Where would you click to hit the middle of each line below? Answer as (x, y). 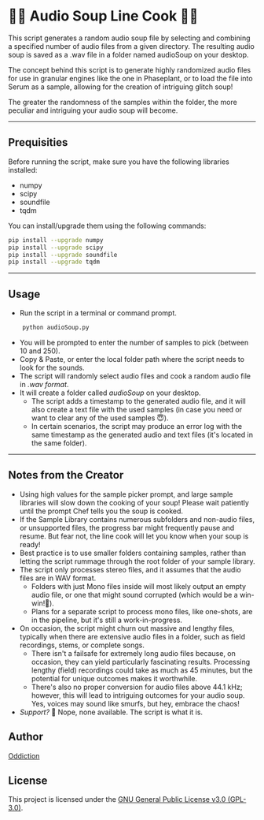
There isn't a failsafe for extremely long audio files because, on (133, 653)
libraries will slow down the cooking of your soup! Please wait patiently (134, 502)
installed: (23, 170)
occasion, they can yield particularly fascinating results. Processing (141, 662)
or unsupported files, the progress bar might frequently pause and (127, 527)
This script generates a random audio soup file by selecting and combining (129, 38)
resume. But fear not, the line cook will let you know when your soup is (134, 536)
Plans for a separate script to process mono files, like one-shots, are (142, 611)
